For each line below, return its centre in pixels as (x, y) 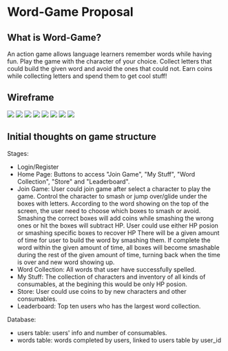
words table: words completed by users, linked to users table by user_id (119, 340)
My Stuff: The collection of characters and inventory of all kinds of (111, 277)
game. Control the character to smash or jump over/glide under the (112, 196)
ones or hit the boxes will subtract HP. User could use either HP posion (118, 225)
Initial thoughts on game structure (82, 137)
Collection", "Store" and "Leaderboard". (73, 181)
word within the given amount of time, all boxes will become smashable (118, 247)
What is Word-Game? (54, 38)
